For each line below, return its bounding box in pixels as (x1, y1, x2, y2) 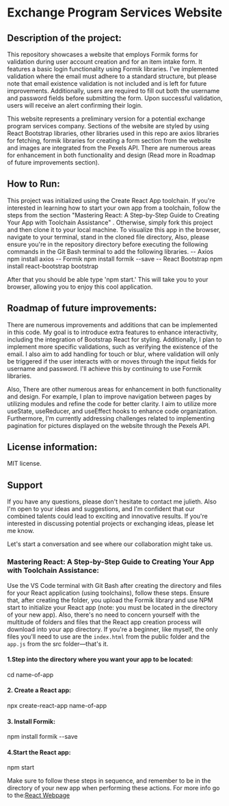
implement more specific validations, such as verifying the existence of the (7, 342, 219, 351)
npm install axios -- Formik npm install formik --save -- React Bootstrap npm (7, 254, 223, 263)
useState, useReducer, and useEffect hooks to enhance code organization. (7, 407, 217, 415)
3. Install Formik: (7, 717, 56, 725)
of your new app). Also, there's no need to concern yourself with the (7, 611, 200, 619)
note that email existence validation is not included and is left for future (7, 80, 207, 87)
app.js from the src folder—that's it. (7, 639, 109, 648)
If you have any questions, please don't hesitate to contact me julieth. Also (7, 497, 217, 506)
